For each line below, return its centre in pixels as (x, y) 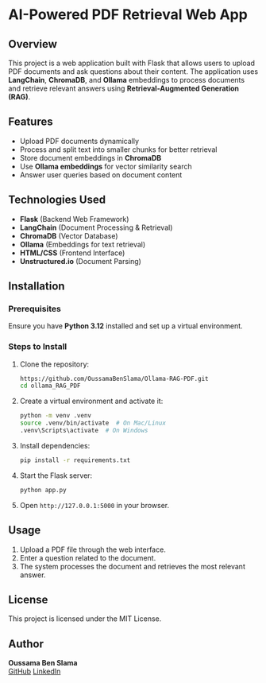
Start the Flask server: (56, 475)
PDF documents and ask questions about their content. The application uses (133, 72)
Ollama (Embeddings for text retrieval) (83, 244)
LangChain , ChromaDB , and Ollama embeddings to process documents (126, 80)
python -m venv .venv (55, 416)
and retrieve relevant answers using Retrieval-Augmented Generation (124, 88)
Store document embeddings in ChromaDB (90, 157)
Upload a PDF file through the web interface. (93, 549)
